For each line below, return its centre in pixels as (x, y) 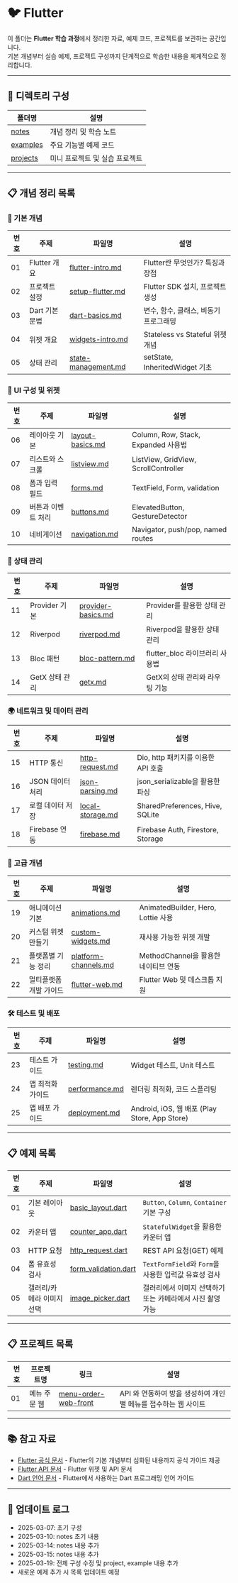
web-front (76, 1403)
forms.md (87, 487)
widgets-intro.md (99, 339)
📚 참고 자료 (32, 1439)
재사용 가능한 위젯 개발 (175, 937)
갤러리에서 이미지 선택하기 (184, 1288)
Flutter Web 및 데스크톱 (177, 979)
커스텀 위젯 (46, 932)
